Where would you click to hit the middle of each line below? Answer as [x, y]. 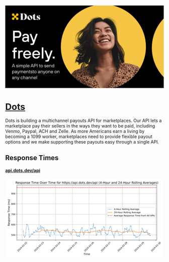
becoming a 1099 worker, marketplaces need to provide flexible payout [79, 137]
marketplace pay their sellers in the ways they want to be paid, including [80, 126]
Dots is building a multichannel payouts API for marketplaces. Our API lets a [83, 120]
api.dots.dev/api [23, 171]
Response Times [32, 158]
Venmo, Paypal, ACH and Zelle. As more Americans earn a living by [75, 132]
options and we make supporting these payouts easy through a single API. [82, 142]
